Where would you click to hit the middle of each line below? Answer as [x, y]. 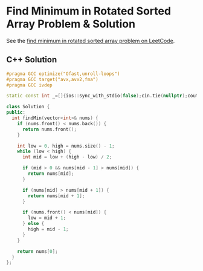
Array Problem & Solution [71, 24]
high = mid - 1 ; [48, 229]
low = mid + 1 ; [47, 218]
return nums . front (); [50, 129]
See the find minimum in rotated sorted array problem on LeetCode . [91, 41]
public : [16, 113]
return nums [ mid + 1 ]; [56, 196]
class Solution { [28, 107]
